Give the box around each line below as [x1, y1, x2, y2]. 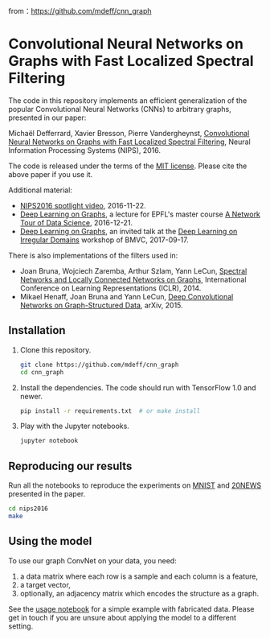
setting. [8, 621, 34, 631]
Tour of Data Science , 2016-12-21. [19, 217, 133, 227]
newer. [19, 391, 43, 401]
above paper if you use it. [8, 169, 93, 179]
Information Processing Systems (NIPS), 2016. [8, 145, 162, 155]
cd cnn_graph [19, 368, 64, 376]
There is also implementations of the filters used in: [8, 250, 178, 260]
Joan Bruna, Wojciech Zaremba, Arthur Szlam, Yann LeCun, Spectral [19, 266, 247, 275]
